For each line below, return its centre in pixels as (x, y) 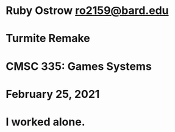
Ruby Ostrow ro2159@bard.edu (87, 11)
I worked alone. (45, 122)
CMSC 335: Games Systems (79, 66)
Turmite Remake (48, 39)
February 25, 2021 (53, 94)
